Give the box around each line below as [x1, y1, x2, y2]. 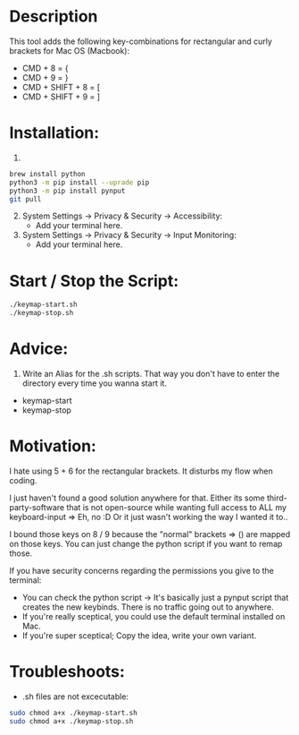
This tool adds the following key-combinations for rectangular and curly [9, 36, 272, 47]
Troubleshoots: [9, 662, 125, 682]
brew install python [9, 169, 87, 178]
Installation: [9, 123, 100, 143]
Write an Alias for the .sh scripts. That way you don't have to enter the [21, 369, 280, 379]
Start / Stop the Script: [9, 270, 179, 291]
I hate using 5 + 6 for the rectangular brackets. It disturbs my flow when [9, 466, 274, 476]
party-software [9, 501, 65, 512]
